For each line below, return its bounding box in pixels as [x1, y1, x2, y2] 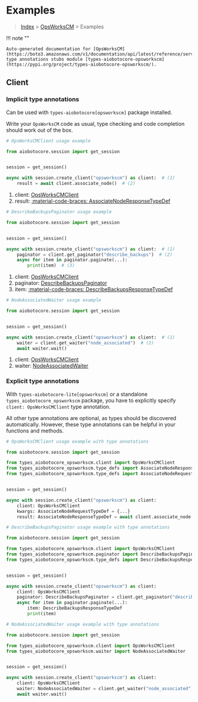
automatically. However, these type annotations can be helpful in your [6, 421, 176, 428]
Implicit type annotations [6, 95, 80, 103]
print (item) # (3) [27, 262, 75, 269]
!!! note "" [6, 34, 29, 41]
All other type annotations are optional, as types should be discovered [6, 414, 177, 421]
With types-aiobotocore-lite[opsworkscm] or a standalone [6, 391, 148, 398]
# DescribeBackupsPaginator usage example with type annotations [6, 524, 170, 531]
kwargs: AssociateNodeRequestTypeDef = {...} [16, 508, 131, 514]
